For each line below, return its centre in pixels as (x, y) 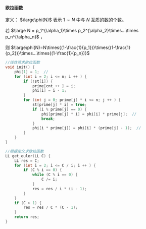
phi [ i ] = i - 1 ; (49, 91)
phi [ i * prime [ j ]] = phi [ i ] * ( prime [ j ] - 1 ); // (87, 128)
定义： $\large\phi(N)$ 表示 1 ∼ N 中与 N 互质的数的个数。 (66, 20)
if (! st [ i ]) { (38, 81)
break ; (48, 119)
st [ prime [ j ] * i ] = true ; (59, 105)
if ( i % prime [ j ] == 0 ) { (59, 109)
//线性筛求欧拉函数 (23, 63)
